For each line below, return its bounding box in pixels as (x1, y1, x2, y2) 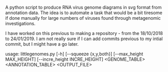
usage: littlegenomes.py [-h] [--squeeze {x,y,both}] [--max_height (5, 51, 143, 57)
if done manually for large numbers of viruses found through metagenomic (5, 15, 161, 21)
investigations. (5, 20, 36, 26)
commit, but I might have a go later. (5, 41, 79, 47)
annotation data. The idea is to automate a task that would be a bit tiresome (5, 10, 163, 16)
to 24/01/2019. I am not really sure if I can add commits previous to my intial (5, 35, 163, 42)
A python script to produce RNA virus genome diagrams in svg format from (5, 5, 162, 10)
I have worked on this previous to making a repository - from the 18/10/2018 (5, 30, 163, 36)
